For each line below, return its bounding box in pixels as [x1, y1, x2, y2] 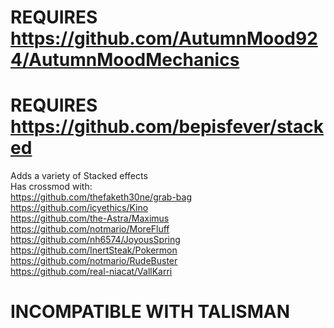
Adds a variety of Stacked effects [10, 170, 148, 182]
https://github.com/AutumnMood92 [10, 27, 318, 50]
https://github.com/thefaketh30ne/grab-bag [10, 191, 193, 203]
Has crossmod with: [10, 181, 93, 193]
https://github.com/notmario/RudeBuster [10, 255, 178, 267]
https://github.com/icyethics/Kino [10, 202, 149, 214]
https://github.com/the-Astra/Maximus [10, 212, 170, 225]
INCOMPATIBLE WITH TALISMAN [10, 301, 290, 323]
